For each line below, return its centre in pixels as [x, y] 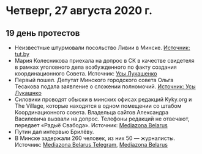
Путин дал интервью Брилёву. [54, 132]
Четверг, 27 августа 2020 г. [79, 11]
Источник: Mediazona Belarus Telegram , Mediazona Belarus [91, 145]
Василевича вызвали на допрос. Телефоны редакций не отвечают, [102, 119]
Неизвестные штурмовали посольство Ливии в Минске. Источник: [102, 47]
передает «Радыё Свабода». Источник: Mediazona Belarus [91, 125]
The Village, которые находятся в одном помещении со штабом [98, 106]
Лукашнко [28, 93]
